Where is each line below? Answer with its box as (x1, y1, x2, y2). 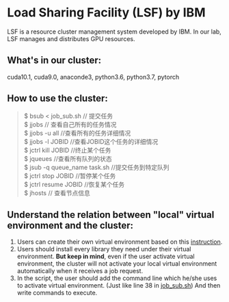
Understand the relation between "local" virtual (7, 209, 215, 221)
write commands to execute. (16, 289, 98, 297)
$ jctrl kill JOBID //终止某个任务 (23, 146, 111, 154)
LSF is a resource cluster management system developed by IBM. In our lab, (7, 27, 222, 36)
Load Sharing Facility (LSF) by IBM (7, 5, 206, 21)
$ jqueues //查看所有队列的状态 (23, 154, 112, 162)
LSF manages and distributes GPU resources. (7, 34, 135, 42)
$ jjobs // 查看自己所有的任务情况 (23, 120, 117, 128)
